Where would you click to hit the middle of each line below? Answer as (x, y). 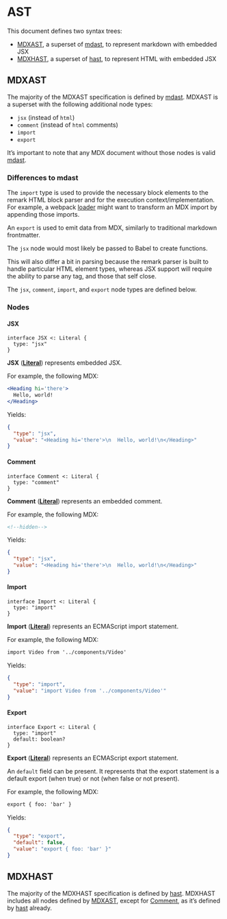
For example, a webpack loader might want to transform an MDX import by (112, 207)
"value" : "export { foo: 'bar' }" (62, 849)
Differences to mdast (43, 178)
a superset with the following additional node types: (80, 104)
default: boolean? (40, 739)
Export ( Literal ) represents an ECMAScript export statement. (93, 758)
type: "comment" (36, 482)
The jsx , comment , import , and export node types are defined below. (102, 289)
